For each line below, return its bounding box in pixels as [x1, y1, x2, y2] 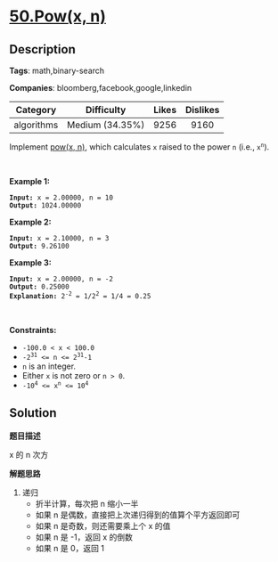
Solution [9, 405, 57, 420]
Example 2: [9, 216, 52, 227]
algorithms [13, 118, 59, 131]
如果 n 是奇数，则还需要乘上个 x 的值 [35, 520, 171, 531]
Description [9, 42, 76, 57]
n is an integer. [21, 361, 77, 371]
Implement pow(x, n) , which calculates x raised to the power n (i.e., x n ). [9, 142, 270, 152]
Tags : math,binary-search [9, 65, 105, 76]
